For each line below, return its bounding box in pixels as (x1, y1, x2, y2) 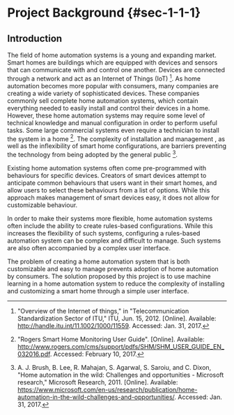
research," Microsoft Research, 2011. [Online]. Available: (17, 377, 178, 386)
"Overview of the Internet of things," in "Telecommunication (17, 307, 189, 315)
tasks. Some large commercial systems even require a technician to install (7, 126, 219, 134)
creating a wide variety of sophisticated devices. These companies (7, 89, 200, 97)
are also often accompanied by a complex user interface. (7, 243, 171, 252)
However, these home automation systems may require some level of (7, 111, 205, 120)
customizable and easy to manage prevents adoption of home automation (7, 264, 219, 272)
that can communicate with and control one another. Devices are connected (7, 66, 225, 74)
